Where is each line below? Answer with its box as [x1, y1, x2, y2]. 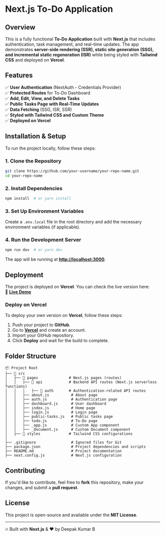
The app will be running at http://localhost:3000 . [5, 256, 106, 262]
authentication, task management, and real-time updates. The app [5, 41, 139, 47]
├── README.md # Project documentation [5, 449, 122, 454]
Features [5, 71, 33, 80]
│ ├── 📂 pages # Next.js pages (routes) [5, 376, 122, 380]
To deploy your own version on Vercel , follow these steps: [5, 313, 123, 318]
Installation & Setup [5, 132, 66, 141]
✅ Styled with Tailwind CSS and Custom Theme [5, 112, 104, 118]
